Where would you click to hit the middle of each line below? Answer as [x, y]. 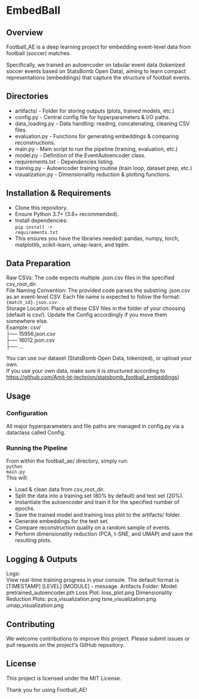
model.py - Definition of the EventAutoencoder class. [80, 155]
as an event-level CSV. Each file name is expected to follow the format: [93, 297]
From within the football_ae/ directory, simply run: [67, 461]
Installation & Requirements [59, 193]
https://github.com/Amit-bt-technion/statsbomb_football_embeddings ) [93, 377]
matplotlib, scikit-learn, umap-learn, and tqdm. [72, 244]
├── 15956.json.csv [31, 334]
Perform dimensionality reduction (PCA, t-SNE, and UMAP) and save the [104, 534]
